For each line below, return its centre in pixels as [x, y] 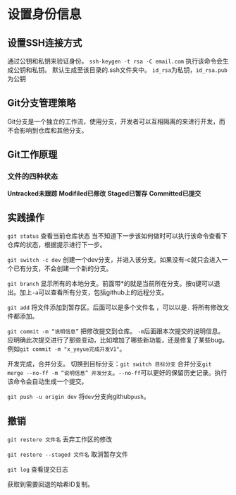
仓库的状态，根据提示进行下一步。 [57, 245]
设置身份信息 [45, 14]
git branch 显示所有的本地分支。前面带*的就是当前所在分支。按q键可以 [111, 284]
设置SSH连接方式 [45, 43]
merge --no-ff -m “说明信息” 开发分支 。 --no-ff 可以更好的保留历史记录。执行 [117, 373]
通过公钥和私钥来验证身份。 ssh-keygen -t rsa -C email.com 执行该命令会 [115, 61]
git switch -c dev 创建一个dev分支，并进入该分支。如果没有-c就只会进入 [114, 260]
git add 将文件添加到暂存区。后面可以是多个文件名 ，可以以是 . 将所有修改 [115, 307]
